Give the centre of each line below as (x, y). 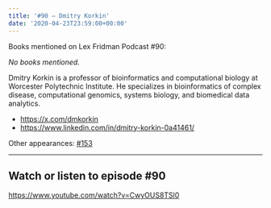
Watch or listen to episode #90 (87, 175)
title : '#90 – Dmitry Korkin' (59, 16)
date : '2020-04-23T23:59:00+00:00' (68, 23)
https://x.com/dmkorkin (59, 119)
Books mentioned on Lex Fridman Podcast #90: (88, 46)
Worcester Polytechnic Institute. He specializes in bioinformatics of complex (135, 86)
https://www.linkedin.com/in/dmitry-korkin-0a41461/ (107, 127)
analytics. (24, 103)
